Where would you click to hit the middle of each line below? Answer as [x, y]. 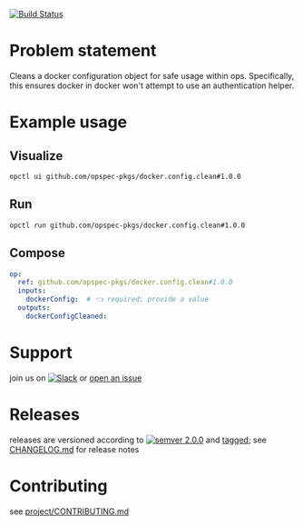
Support [41, 352]
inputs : [32, 291]
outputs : [34, 308]
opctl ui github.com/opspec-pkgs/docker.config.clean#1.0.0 [126, 176]
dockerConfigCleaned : [66, 316]
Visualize [36, 156]
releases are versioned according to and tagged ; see [138, 440]
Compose [37, 253]
